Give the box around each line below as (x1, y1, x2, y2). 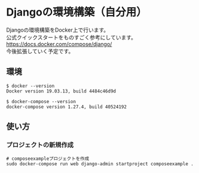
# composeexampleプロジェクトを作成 (6, 156, 90, 162)
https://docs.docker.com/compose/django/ (6, 40, 112, 48)
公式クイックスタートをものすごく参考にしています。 (6, 33, 136, 41)
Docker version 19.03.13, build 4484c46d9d (6, 88, 117, 94)
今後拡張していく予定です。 (6, 47, 74, 54)
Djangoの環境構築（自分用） (6, 5, 148, 19)
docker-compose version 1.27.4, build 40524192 (6, 104, 127, 110)
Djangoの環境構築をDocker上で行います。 (6, 26, 109, 33)
